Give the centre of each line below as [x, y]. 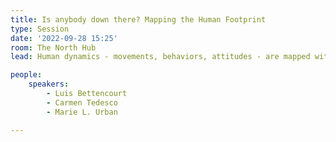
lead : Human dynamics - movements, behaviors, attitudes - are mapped [160, 57]
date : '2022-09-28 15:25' [64, 38]
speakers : [49, 84]
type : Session [40, 29]
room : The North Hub [53, 47]
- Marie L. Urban [82, 112]
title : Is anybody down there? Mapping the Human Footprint [138, 19]
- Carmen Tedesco [82, 102]
